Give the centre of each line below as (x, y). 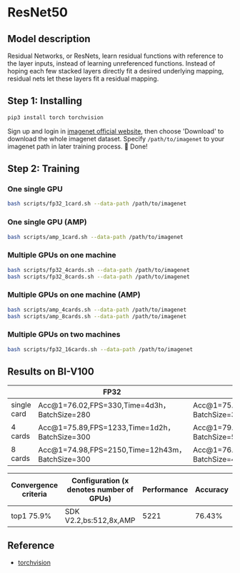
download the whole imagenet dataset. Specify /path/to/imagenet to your (116, 138)
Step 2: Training (44, 169)
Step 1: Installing (45, 101)
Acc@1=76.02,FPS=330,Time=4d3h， (104, 405)
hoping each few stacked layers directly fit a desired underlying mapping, (116, 71)
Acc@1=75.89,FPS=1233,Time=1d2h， (106, 427)
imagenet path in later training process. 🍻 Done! (77, 146)
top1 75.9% (31, 516)
